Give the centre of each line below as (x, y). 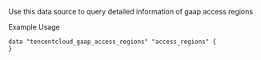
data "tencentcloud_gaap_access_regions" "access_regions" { (112, 42)
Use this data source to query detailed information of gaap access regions (131, 12)
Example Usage (34, 27)
